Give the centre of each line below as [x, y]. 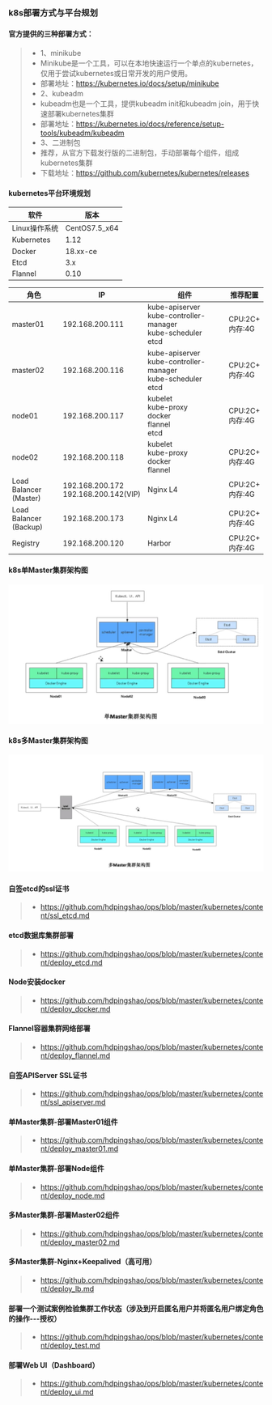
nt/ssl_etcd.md [65, 915]
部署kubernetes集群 [81, 114]
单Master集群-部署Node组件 [57, 1168]
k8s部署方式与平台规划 [53, 12]
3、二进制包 [60, 142]
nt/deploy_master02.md [80, 1242]
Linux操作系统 [35, 228]
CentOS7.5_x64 [92, 227]
